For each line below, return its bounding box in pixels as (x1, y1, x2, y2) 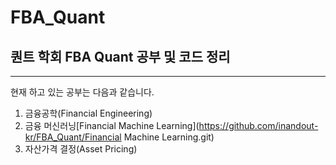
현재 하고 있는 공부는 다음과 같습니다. (10, 86, 155, 98)
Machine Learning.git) (123, 131, 215, 143)
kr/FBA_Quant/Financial (24, 131, 122, 143)
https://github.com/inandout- (198, 120, 319, 131)
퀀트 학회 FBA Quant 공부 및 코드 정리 (10, 48, 231, 65)
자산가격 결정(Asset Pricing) (24, 143, 138, 155)
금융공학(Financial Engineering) (24, 107, 153, 119)
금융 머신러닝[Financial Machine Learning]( (24, 120, 200, 131)
